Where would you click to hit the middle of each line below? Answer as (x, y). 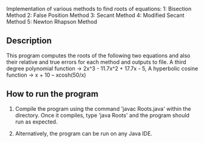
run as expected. (36, 122)
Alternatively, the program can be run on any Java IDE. (84, 133)
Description (29, 41)
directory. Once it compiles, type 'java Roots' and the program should (102, 115)
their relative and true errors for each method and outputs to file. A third (97, 62)
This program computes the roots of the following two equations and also (98, 55)
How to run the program (52, 94)
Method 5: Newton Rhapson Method (52, 22)
